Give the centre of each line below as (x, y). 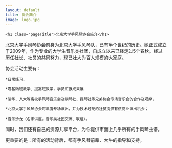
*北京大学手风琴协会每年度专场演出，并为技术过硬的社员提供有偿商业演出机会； (77, 109)
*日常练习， (16, 79)
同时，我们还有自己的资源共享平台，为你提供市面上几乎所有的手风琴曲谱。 (84, 129)
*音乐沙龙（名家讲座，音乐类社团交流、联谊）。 (47, 119)
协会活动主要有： (23, 69)
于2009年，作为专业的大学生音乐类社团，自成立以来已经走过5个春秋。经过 (84, 51)
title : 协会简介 (21, 15)
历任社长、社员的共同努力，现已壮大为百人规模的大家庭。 (66, 58)
